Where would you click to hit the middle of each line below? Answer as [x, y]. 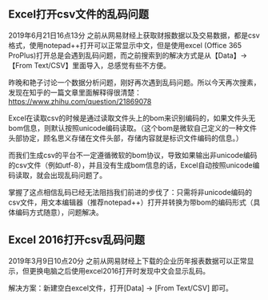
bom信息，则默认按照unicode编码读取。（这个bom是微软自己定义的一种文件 [133, 128]
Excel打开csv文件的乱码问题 [79, 14]
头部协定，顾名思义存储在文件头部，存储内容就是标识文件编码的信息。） [126, 138]
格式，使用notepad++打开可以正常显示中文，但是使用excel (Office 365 [125, 45]
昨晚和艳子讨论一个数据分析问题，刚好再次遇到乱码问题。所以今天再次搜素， [134, 82]
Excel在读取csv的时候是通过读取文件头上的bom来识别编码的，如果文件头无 [132, 118]
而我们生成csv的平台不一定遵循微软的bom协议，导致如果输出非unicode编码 [133, 155]
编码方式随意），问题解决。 [59, 212]
